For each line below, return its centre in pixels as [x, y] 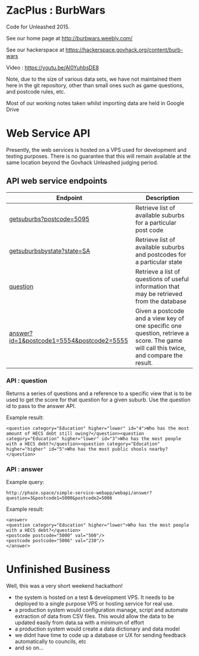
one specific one [158, 326]
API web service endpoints [57, 181]
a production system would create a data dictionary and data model [97, 629]
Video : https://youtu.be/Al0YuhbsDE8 [53, 67]
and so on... [29, 648]
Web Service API [48, 133]
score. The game [159, 340]
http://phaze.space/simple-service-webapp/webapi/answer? [79, 493]
